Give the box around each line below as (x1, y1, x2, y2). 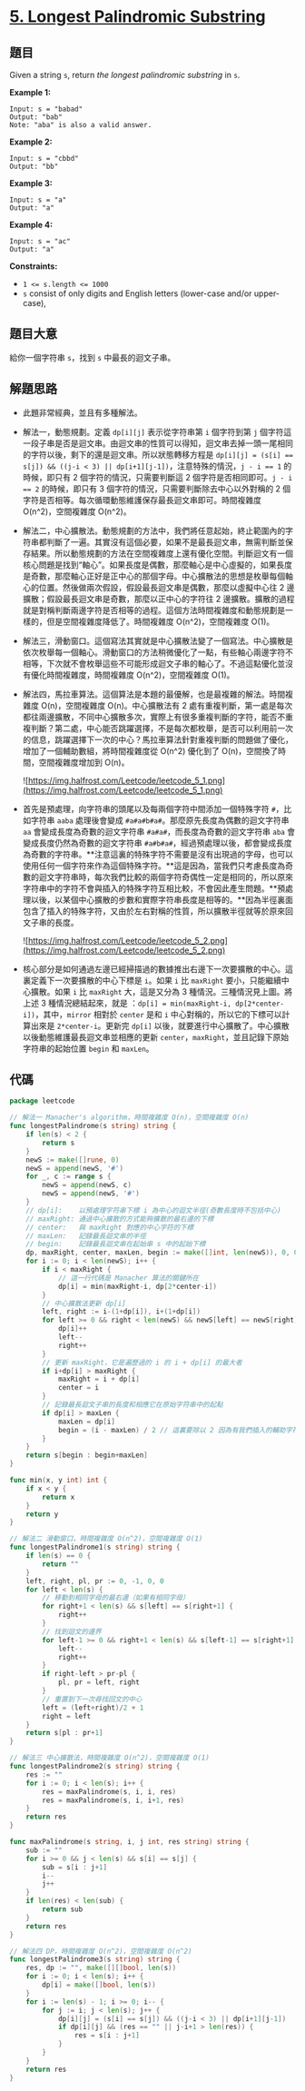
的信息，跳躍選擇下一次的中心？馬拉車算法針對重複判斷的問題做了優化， (22, 734, 293, 745)
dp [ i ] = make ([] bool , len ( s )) (42, 1980, 156, 1990)
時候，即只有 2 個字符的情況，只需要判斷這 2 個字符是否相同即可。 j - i (22, 471, 293, 482)
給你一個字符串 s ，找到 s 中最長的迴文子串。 (9, 352, 176, 362)
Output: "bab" (9, 113, 64, 122)
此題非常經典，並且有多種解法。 (22, 407, 143, 418)
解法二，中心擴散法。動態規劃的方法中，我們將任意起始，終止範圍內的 (22, 525, 286, 536)
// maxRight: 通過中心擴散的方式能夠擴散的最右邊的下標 (25, 1214, 214, 1224)
